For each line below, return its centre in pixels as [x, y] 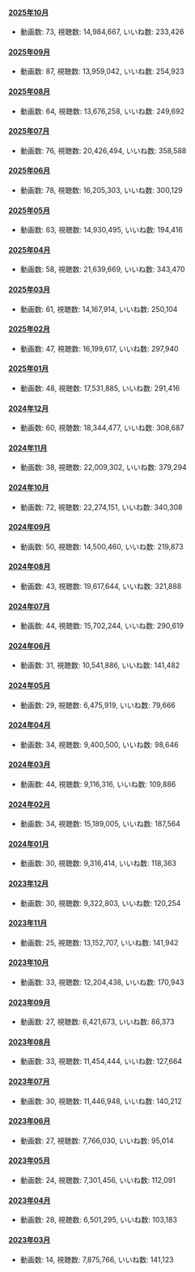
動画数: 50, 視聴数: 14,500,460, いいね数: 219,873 [102, 546]
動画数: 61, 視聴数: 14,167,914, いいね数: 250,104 [99, 309]
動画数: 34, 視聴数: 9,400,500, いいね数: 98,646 [100, 745]
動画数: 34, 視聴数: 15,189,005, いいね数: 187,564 [100, 824]
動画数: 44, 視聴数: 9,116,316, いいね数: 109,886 [98, 784]
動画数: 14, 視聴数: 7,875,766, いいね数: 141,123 [97, 1259]
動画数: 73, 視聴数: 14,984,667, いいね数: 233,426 [102, 32]
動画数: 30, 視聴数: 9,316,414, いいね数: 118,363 [98, 864]
